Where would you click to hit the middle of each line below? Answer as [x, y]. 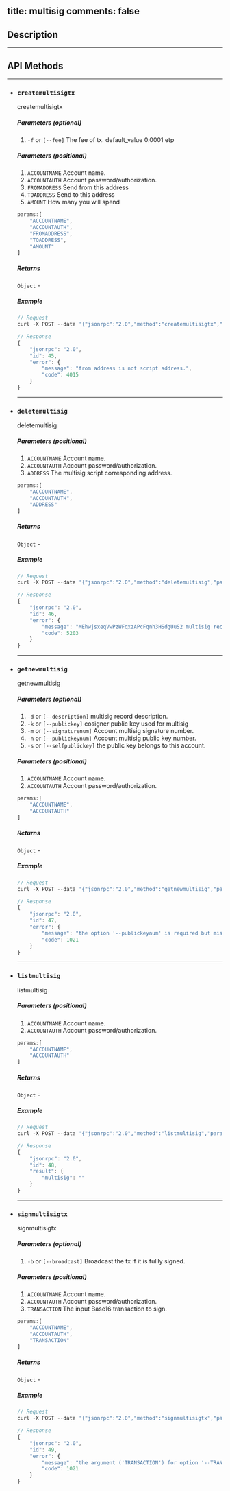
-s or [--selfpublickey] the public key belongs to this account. [116, 745]
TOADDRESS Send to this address [71, 195]
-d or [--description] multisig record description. [98, 717]
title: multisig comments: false [74, 11]
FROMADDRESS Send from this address [78, 187]
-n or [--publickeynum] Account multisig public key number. [112, 738]
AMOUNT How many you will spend [74, 202]
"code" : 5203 [61, 633]
